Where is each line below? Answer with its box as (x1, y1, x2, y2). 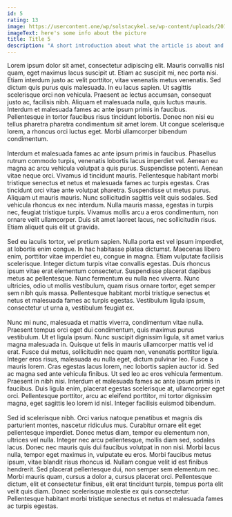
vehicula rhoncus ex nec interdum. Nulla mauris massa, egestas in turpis (7, 201, 214, 209)
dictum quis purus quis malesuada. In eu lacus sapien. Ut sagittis (7, 84, 192, 91)
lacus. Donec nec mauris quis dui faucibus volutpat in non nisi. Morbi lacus (7, 443, 220, 451)
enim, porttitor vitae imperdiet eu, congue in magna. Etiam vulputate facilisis (7, 252, 224, 260)
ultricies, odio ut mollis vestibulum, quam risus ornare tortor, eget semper (7, 281, 216, 290)
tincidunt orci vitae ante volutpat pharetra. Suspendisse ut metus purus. (7, 186, 211, 194)
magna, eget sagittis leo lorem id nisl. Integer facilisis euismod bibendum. (7, 399, 216, 407)
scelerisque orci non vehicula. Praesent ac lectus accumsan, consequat (7, 91, 212, 99)
